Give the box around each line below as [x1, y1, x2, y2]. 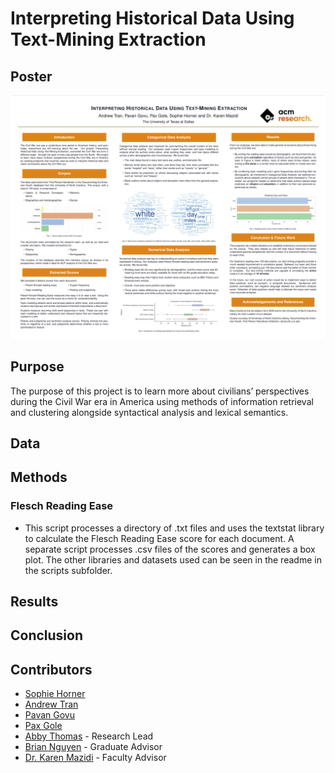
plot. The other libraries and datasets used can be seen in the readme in [24, 553, 322, 566]
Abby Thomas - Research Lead [24, 730, 154, 742]
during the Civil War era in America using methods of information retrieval [10, 395, 314, 407]
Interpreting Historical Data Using [10, 7, 295, 30]
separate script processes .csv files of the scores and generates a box [24, 543, 316, 555]
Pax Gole [24, 720, 63, 732]
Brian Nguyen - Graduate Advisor [24, 741, 163, 753]
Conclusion [10, 627, 84, 644]
